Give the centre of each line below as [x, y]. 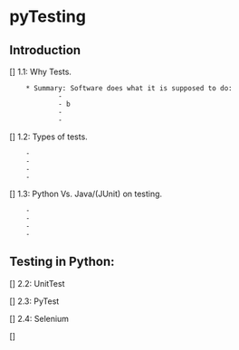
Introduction [45, 50]
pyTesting [48, 17]
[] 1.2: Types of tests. [48, 137]
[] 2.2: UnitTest [37, 283]
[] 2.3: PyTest [34, 301]
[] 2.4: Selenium [39, 318]
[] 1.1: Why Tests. [41, 71]
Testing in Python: [62, 262]
